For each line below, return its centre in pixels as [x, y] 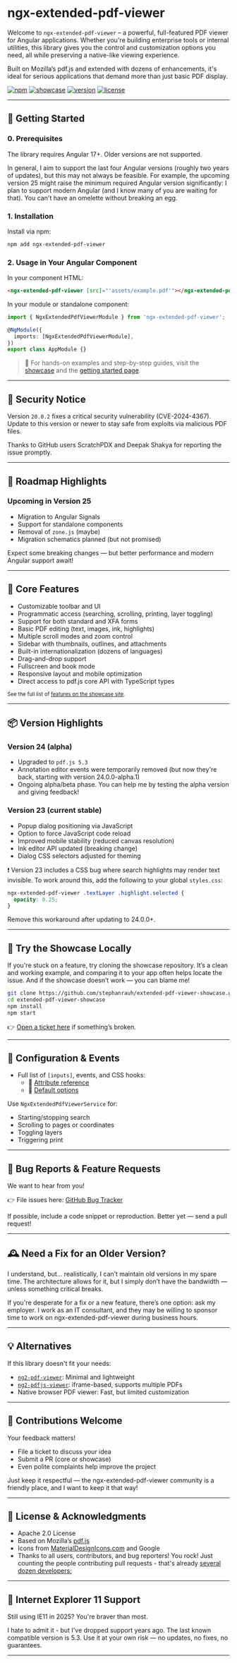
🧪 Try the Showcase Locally [69, 948]
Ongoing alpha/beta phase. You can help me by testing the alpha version [123, 785]
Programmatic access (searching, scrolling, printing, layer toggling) [115, 613]
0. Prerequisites [35, 139]
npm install [25, 1006]
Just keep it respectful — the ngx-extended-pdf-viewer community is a [111, 1480]
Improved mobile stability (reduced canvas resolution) [96, 840]
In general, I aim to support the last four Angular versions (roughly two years [118, 168]
